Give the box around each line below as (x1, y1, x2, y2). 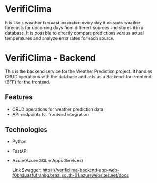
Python (12, 138, 27, 144)
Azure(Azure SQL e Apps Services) (12, 158, 83, 163)
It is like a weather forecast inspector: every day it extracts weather (5, 20, 141, 25)
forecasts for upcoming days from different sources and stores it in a (5, 24, 144, 30)
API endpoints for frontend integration (12, 111, 89, 117)
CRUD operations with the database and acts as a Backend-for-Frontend (5, 73, 152, 79)
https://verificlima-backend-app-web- (42, 167, 120, 173)
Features (5, 93, 33, 101)
